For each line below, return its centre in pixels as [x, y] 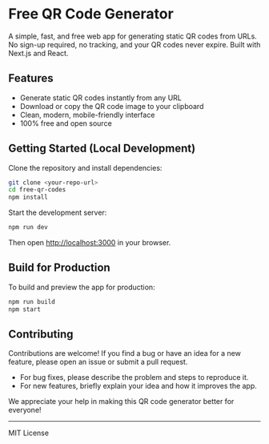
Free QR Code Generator [91, 14]
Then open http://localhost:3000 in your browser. [90, 243]
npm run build [32, 301]
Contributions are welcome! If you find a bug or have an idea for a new [125, 353]
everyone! [25, 410]
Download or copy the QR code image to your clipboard [112, 106]
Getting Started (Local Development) [102, 149]
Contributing [41, 335]
